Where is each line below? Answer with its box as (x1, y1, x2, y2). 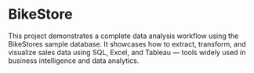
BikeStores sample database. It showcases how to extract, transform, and (8, 39, 246, 48)
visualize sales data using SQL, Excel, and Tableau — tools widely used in (8, 47, 246, 57)
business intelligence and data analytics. (8, 56, 140, 65)
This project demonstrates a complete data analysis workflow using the (8, 31, 239, 40)
